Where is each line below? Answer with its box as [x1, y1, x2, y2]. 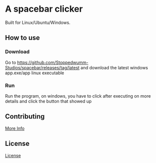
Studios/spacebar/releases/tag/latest [5, 64, 79, 70]
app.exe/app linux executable [5, 70, 64, 76]
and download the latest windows [80, 64, 148, 70]
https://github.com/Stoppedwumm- [17, 60, 89, 65]
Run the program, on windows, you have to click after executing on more [5, 93, 151, 99]
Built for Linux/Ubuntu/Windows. [5, 20, 71, 25]
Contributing [5, 112, 45, 121]
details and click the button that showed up [5, 98, 92, 104]
